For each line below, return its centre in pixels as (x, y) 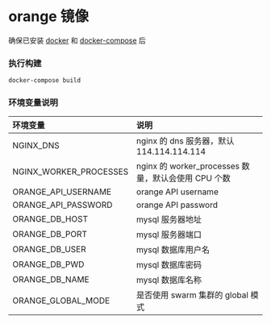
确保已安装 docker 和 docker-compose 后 (77, 40)
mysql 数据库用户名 (173, 250)
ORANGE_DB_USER (49, 249)
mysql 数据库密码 (169, 265)
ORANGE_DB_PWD (48, 264)
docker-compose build (45, 81)
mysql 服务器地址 (169, 220)
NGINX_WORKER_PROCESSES (71, 172)
